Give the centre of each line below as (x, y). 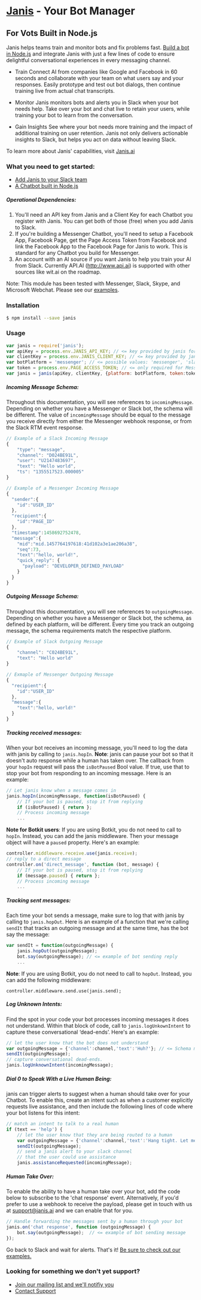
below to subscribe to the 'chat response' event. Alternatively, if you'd (92, 1198)
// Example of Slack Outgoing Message (54, 642)
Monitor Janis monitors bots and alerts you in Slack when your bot (96, 102)
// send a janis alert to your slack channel (75, 1152)
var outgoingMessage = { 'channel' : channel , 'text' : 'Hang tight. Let (103, 1140)
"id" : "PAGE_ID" (36, 522)
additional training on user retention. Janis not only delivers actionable (101, 133)
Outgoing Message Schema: (42, 596)
